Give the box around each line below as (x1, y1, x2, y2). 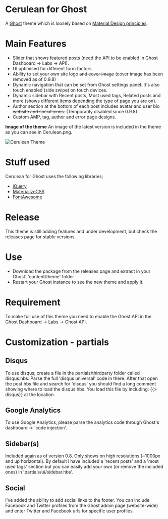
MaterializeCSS (12, 188, 45, 194)
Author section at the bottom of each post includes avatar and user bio (12, 103, 160, 109)
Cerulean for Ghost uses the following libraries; (5, 173, 103, 179)
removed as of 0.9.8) (12, 76, 57, 82)
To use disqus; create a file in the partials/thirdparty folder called (5, 370, 140, 376)
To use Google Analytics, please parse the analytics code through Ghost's (5, 419, 159, 425)
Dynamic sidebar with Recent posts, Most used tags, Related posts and (12, 92, 161, 98)
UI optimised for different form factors (12, 65, 92, 71)
